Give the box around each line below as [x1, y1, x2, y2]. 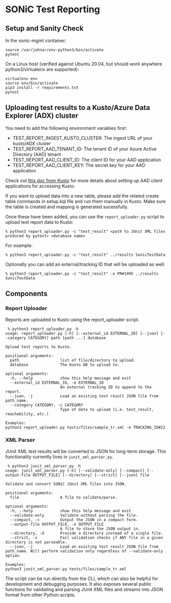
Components [5, 289, 47, 298]
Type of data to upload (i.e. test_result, [60, 407, 154, 412]
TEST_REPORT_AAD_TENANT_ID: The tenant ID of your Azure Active [12, 146, 157, 152]
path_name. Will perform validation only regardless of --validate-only [5, 548, 163, 553]
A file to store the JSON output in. [60, 526, 140, 531]
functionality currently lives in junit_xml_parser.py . [5, 454, 114, 460]
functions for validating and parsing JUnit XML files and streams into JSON [5, 586, 163, 592]
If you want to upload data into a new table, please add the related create [5, 193, 159, 199]
